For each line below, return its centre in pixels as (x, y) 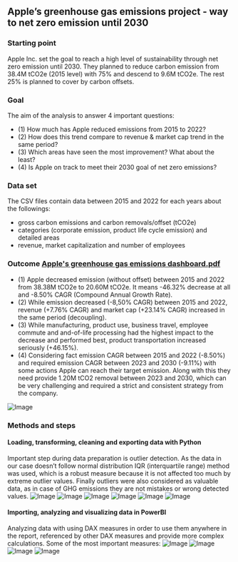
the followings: (29, 209)
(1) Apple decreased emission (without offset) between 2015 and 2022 (121, 279)
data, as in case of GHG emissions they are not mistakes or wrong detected (118, 489)
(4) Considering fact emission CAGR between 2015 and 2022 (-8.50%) (121, 355)
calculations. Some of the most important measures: (84, 543)
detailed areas (38, 237)
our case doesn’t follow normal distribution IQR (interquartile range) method (119, 466)
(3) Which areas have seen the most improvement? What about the (116, 152)
